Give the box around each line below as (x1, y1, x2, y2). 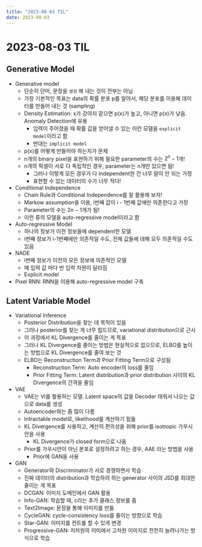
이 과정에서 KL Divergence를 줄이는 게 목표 (23, 334, 126, 341)
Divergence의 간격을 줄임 (32, 379, 94, 386)
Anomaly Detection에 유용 (23, 117, 88, 124)
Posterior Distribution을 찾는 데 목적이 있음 (23, 319, 126, 326)
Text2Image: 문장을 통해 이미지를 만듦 (23, 504, 114, 511)
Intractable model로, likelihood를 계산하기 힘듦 (23, 415, 136, 422)
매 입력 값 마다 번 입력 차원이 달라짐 (23, 264, 108, 271)
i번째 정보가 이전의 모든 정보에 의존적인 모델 (23, 256, 127, 264)
